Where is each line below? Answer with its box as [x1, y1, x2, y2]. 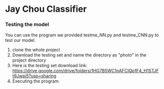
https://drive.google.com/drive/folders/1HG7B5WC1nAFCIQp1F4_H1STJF [12, 68, 159, 74]
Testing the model [5, 21, 49, 28]
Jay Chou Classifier [5, 3, 87, 15]
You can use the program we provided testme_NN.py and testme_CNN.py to [5, 32, 159, 38]
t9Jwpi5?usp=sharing [12, 73, 56, 79]
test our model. [5, 37, 36, 43]
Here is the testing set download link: [12, 62, 87, 68]
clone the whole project [12, 47, 60, 53]
